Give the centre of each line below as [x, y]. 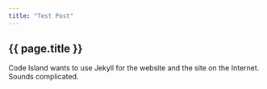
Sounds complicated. [44, 77]
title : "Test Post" [41, 16]
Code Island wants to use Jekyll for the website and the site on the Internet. [134, 68]
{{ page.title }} [46, 49]
